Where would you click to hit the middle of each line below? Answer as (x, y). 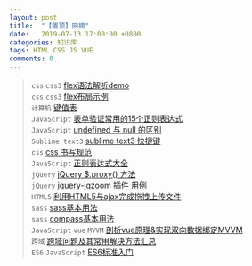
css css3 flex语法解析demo (80, 85)
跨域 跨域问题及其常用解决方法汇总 (93, 241)
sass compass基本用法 (73, 218)
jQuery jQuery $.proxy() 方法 (83, 174)
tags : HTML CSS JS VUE (51, 51)
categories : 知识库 (43, 42)
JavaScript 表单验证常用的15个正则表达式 (107, 118)
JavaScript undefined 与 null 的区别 (96, 129)
